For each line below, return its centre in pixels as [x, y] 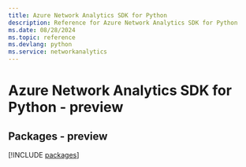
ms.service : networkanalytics [58, 52]
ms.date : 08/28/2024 [42, 30]
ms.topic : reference [42, 37]
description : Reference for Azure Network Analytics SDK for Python [123, 23]
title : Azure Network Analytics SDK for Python [88, 15]
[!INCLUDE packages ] [44, 155]
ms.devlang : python [40, 45]
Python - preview [66, 107]
